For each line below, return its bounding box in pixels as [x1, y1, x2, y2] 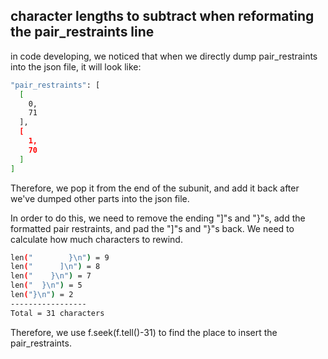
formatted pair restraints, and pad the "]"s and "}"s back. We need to [10, 222, 295, 234]
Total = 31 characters [10, 308, 105, 318]
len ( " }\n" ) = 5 [10, 280, 83, 291]
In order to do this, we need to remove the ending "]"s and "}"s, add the [10, 212, 306, 224]
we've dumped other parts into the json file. [10, 192, 190, 204]
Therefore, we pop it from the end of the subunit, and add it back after [10, 182, 300, 194]
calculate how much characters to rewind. [10, 233, 183, 245]
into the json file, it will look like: [10, 60, 142, 73]
